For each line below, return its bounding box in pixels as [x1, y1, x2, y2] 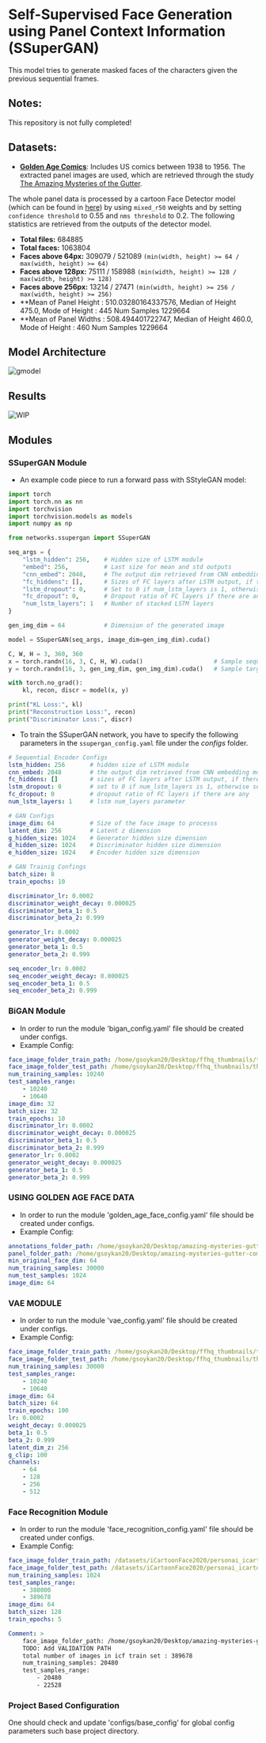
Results [8, 389, 47, 403]
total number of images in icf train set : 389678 [22, 1652, 193, 1660]
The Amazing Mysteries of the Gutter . [19, 178, 142, 188]
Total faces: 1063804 [19, 243, 91, 253]
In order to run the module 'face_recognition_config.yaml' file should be [19, 1525, 253, 1534]
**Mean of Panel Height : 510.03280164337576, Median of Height [19, 297, 237, 306]
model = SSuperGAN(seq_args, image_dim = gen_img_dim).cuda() [8, 636, 211, 644]
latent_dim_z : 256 [8, 1443, 69, 1452]
